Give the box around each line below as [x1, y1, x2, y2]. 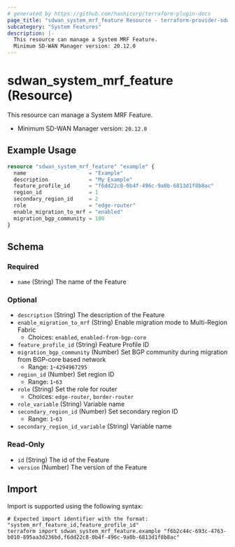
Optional [7, 295, 37, 305]
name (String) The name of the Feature [17, 277, 127, 286]
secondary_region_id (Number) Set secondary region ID [17, 407, 178, 416]
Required [7, 261, 39, 271]
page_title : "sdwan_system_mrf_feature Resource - [7, 17, 158, 24]
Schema [7, 240, 44, 252]
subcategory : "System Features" [7, 23, 101, 30]
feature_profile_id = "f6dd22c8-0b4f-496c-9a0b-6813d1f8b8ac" [13, 182, 215, 189]
